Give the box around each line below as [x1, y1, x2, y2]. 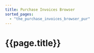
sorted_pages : [5, 12, 34, 17]
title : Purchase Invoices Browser [5, 7, 75, 12]
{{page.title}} [5, 37, 61, 49]
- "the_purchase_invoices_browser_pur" [9, 16, 91, 21]
